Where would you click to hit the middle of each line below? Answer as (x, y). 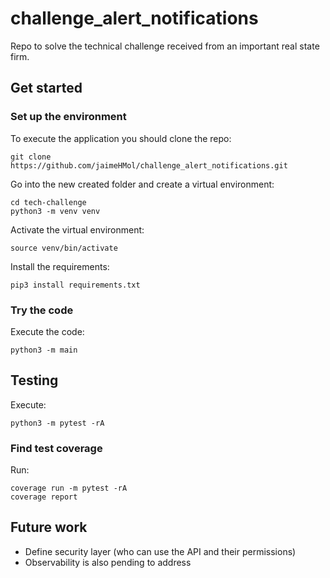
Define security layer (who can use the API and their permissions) (160, 551)
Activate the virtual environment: (77, 229)
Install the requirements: (60, 266)
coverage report (44, 497)
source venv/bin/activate (64, 248)
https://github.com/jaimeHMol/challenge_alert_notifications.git (149, 165)
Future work (49, 527)
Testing (34, 380)
